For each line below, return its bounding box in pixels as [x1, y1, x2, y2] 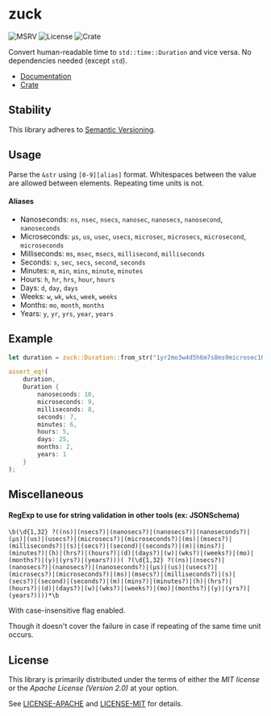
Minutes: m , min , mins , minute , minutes [19, 265, 144, 275]
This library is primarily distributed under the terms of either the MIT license [8, 675, 261, 685]
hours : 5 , [37, 428, 70, 436]
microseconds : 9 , [37, 398, 95, 406]
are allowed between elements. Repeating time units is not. [8, 178, 204, 188]
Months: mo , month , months [19, 300, 105, 310]
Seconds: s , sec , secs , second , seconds [19, 257, 146, 267]
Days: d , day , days [19, 283, 79, 293]
